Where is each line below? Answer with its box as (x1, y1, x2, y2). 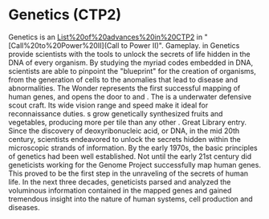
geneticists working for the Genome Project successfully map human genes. (8, 160, 261, 169)
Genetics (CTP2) (8, 6, 122, 24)
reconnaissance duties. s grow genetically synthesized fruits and (8, 108, 223, 118)
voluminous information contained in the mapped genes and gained (8, 185, 232, 195)
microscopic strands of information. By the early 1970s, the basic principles (8, 143, 259, 152)
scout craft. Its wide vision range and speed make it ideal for (8, 100, 209, 110)
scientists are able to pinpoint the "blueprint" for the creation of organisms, (8, 66, 257, 75)
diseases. (8, 202, 40, 212)
